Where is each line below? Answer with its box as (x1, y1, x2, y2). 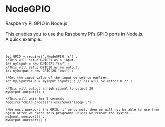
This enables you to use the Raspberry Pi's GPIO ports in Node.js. (5, 31, 144, 37)
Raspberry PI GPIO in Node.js (5, 20, 68, 26)
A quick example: (5, 36, 42, 43)
